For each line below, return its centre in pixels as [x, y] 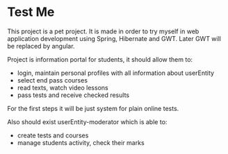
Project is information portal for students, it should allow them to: [100, 59]
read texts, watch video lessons [63, 87]
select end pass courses [52, 80]
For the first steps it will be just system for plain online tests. [93, 108]
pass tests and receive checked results [73, 95]
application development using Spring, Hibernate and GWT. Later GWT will [114, 38]
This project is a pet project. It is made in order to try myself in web [103, 31]
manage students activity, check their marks [81, 142]
